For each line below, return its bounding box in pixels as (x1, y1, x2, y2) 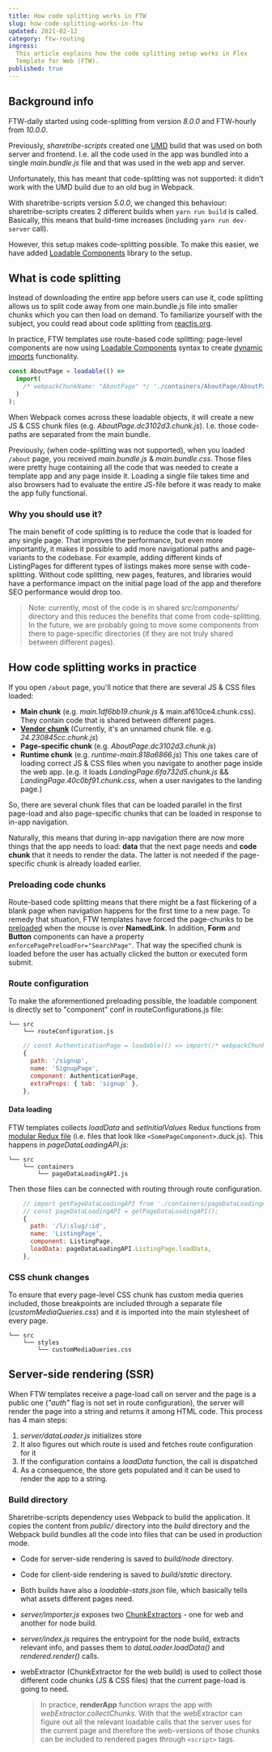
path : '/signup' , (29, 1057, 89, 1065)
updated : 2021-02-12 (8, 27, 79, 35)
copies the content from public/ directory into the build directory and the (8, 1521, 250, 1531)
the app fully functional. (8, 488, 87, 498)
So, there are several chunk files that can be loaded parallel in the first (8, 799, 243, 809)
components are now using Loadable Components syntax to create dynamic (8, 343, 263, 353)
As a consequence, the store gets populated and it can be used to (19, 1465, 240, 1475)
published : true (8, 65, 63, 73)
